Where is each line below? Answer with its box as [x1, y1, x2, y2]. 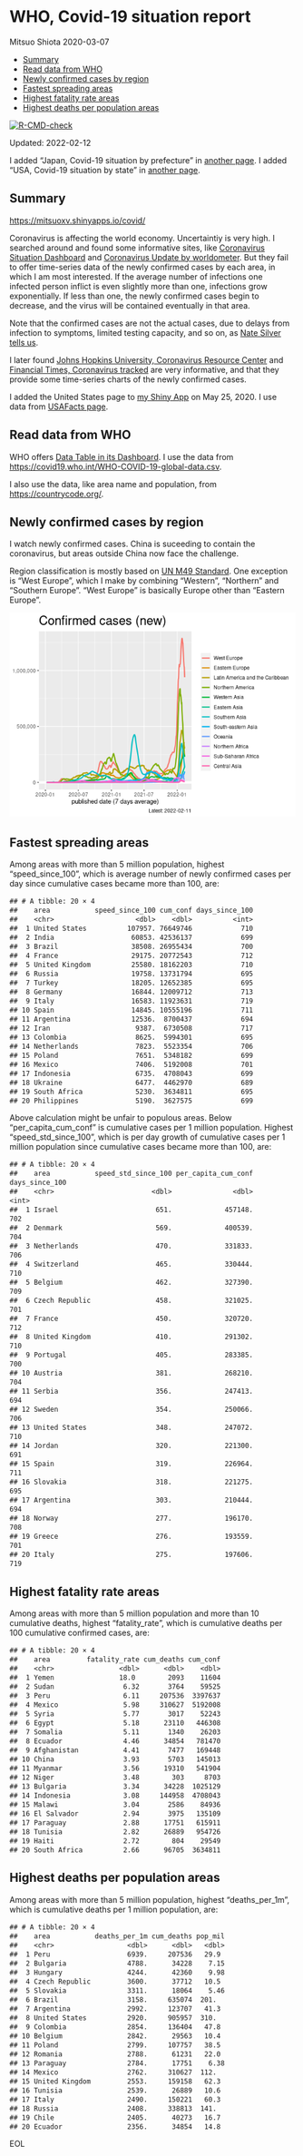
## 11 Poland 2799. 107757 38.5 [9, 2040, 221, 2050]
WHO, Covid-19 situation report [9, 6, 251, 27]
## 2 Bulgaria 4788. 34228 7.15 [9, 1958, 225, 1968]
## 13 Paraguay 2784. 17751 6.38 [9, 2058, 225, 2068]
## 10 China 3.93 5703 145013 [9, 1755, 221, 1764]
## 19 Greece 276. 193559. [9, 1532, 254, 1542]
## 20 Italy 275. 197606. [9, 1550, 254, 1560]
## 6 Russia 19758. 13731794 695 [9, 969, 254, 979]
